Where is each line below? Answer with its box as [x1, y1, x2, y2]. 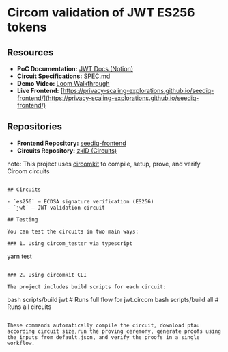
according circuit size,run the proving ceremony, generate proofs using [7, 327, 222, 335]
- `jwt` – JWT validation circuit [7, 204, 106, 211]
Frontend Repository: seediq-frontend [16, 139, 126, 147]
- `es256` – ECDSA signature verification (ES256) [7, 198, 154, 205]
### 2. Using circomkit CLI [7, 271, 87, 278]
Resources [7, 47, 54, 58]
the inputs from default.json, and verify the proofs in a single [7, 334, 200, 340]
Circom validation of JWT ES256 [7, 5, 196, 21]
